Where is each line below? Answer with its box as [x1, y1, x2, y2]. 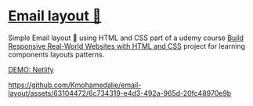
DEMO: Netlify [8, 64, 54, 74]
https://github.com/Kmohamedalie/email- [8, 80, 142, 90]
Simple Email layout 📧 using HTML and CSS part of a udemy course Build [8, 33, 244, 42]
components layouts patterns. [8, 49, 105, 59]
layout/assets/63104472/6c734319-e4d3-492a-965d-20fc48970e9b [8, 88, 232, 97]
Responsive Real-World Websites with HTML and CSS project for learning [8, 41, 245, 50]
